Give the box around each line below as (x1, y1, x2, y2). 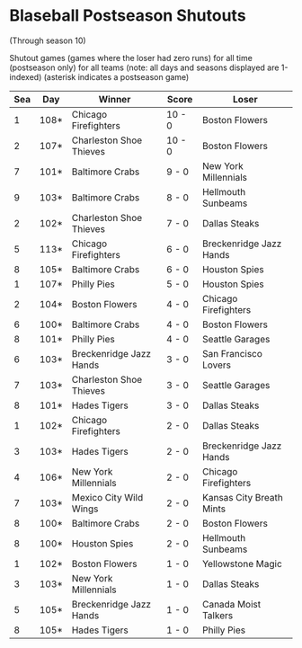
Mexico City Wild (71, 491, 144, 503)
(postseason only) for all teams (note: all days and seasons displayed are (9, 62, 280, 73)
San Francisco (201, 347, 263, 360)
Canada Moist (201, 598, 262, 610)
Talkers (201, 608, 234, 621)
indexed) (9, 71, 42, 82)
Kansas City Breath (201, 491, 283, 503)
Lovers (201, 359, 232, 371)
